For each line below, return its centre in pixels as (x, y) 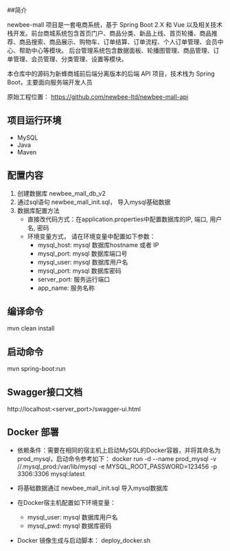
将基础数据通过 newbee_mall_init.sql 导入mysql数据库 (93, 488)
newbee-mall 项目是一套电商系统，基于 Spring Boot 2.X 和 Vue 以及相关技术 (115, 25)
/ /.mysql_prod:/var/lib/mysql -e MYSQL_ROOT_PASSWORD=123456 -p (117, 466)
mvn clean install (31, 328)
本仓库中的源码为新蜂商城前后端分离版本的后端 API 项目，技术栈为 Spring (111, 74)
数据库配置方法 (38, 210)
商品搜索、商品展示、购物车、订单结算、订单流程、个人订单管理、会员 (118, 42)
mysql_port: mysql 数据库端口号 (82, 254)
